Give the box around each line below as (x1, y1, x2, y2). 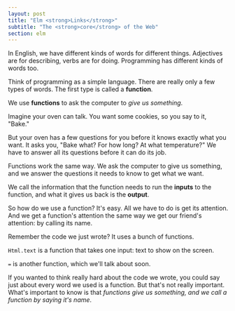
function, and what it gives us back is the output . (8, 190, 150, 199)
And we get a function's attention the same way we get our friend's (8, 211, 202, 220)
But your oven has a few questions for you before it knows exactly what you (8, 133, 227, 142)
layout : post (8, 10, 46, 18)
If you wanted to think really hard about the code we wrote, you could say (8, 273, 220, 282)
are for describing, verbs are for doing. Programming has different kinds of (8, 57, 223, 65)
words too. (8, 64, 39, 72)
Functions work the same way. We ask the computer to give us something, (8, 162, 222, 171)
